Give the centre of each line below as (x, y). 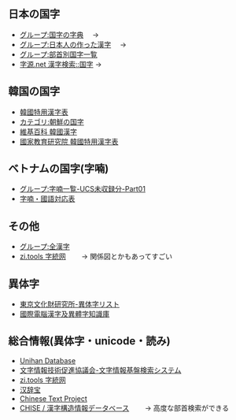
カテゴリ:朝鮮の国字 (52, 121)
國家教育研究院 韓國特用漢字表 (69, 141)
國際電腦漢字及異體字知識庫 (65, 314)
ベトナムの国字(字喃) (59, 169)
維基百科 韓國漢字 (48, 132)
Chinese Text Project (53, 398)
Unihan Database (48, 360)
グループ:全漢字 (44, 247)
